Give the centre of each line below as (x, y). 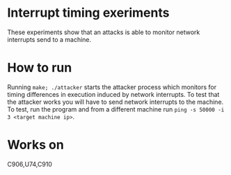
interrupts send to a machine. (49, 39)
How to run (40, 68)
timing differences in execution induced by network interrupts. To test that (113, 94)
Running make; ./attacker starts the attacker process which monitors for (112, 87)
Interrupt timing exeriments (88, 13)
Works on (35, 145)
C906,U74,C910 (30, 164)
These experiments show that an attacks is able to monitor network (104, 32)
